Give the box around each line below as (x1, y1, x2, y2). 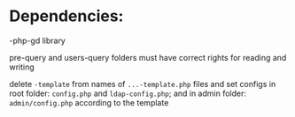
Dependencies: (9, 6, 124, 26)
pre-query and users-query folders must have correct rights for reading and (9, 52, 287, 62)
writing (9, 62, 35, 72)
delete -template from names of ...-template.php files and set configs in (9, 78, 276, 89)
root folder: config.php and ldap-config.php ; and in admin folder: (9, 88, 246, 99)
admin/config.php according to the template (9, 97, 169, 107)
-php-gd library (9, 35, 66, 46)
